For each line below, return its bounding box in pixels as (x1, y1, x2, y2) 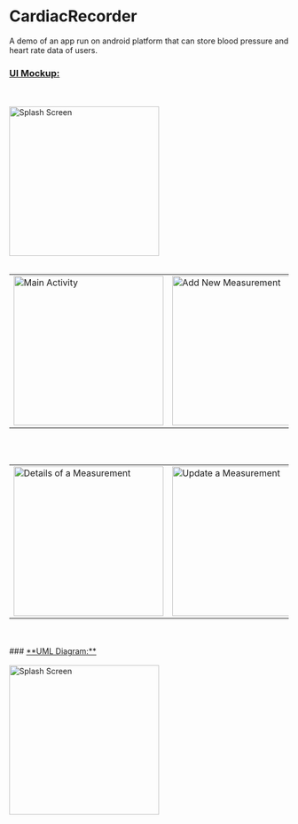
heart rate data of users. (9, 44, 98, 55)
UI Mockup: (9, 66, 60, 79)
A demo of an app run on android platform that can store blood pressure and (9, 35, 289, 46)
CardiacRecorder (9, 6, 137, 27)
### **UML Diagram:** (9, 646, 97, 657)
